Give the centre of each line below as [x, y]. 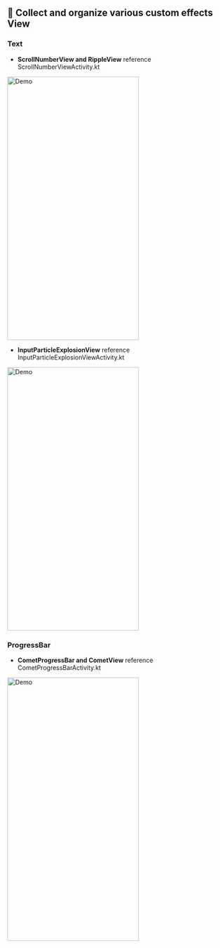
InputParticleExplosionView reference [74, 350]
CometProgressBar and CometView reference [85, 660]
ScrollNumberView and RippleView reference [84, 59]
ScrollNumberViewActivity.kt [59, 67]
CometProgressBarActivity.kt [59, 667]
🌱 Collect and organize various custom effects [110, 13]
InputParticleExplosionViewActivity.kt [71, 357]
